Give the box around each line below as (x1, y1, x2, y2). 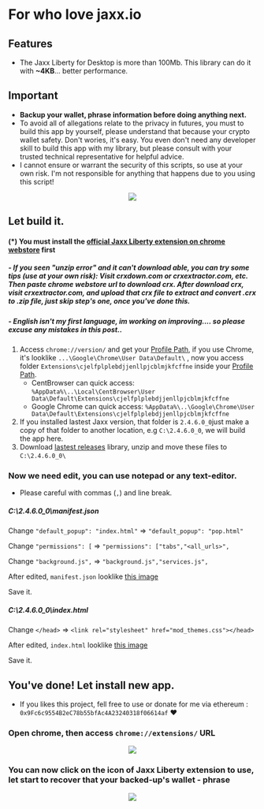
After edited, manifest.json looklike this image (8, 572, 159, 581)
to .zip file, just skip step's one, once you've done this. (8, 296, 191, 306)
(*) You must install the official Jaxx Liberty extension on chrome (8, 237, 226, 246)
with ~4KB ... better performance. (19, 66, 128, 76)
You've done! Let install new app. (8, 678, 175, 692)
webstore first (8, 244, 56, 254)
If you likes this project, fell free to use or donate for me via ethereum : (19, 699, 248, 709)
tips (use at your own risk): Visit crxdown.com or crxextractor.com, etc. (8, 271, 248, 281)
